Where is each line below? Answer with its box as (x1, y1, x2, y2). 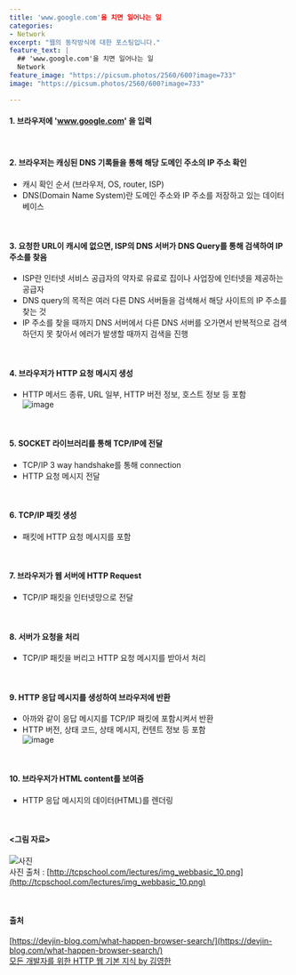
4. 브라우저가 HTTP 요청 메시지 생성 (9, 367, 133, 378)
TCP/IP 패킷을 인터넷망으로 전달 (21, 592, 133, 603)
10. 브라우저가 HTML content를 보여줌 (9, 773, 144, 784)
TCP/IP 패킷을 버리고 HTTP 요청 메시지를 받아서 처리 (21, 653, 206, 664)
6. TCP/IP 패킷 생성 (9, 510, 77, 520)
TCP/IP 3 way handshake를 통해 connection (21, 459, 182, 470)
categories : (9, 21, 53, 30)
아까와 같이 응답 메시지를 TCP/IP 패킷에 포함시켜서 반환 (21, 713, 214, 724)
